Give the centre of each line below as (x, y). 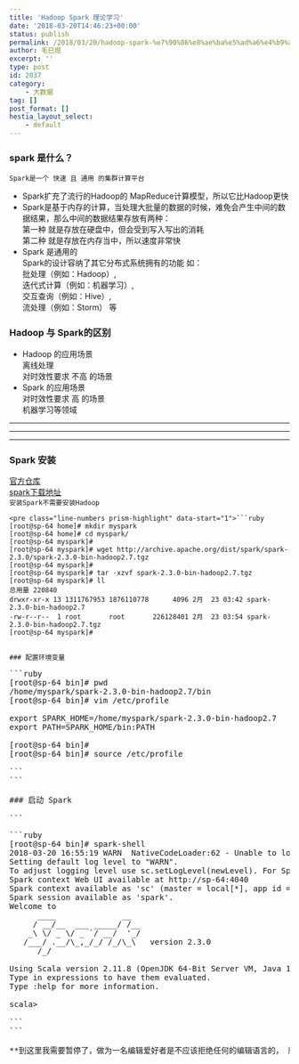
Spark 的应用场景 (54, 387)
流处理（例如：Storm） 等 (69, 307)
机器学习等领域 (49, 410)
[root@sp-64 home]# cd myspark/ (69, 534)
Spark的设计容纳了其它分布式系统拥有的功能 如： (112, 263)
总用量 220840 (33, 590)
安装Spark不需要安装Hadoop (54, 503)
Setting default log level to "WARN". (94, 861)
